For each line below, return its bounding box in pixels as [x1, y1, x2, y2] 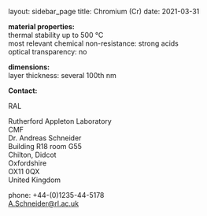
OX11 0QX [8, 167, 40, 176]
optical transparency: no [8, 47, 87, 56]
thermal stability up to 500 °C [8, 31, 104, 39]
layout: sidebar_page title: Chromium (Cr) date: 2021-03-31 [8, 7, 200, 16]
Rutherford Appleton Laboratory [8, 117, 112, 125]
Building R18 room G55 [8, 142, 83, 151]
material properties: [8, 22, 75, 31]
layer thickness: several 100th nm [8, 71, 116, 80]
